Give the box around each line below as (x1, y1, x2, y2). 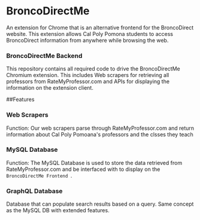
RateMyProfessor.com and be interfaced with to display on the (6, 166, 160, 173)
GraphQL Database (6, 187, 63, 195)
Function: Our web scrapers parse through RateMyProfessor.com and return (6, 124, 195, 132)
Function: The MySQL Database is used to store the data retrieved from (6, 159, 183, 166)
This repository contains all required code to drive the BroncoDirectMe (6, 65, 181, 72)
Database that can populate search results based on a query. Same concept (6, 200, 194, 207)
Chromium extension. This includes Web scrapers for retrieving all (6, 72, 169, 79)
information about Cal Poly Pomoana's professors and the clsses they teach (6, 130, 193, 138)
